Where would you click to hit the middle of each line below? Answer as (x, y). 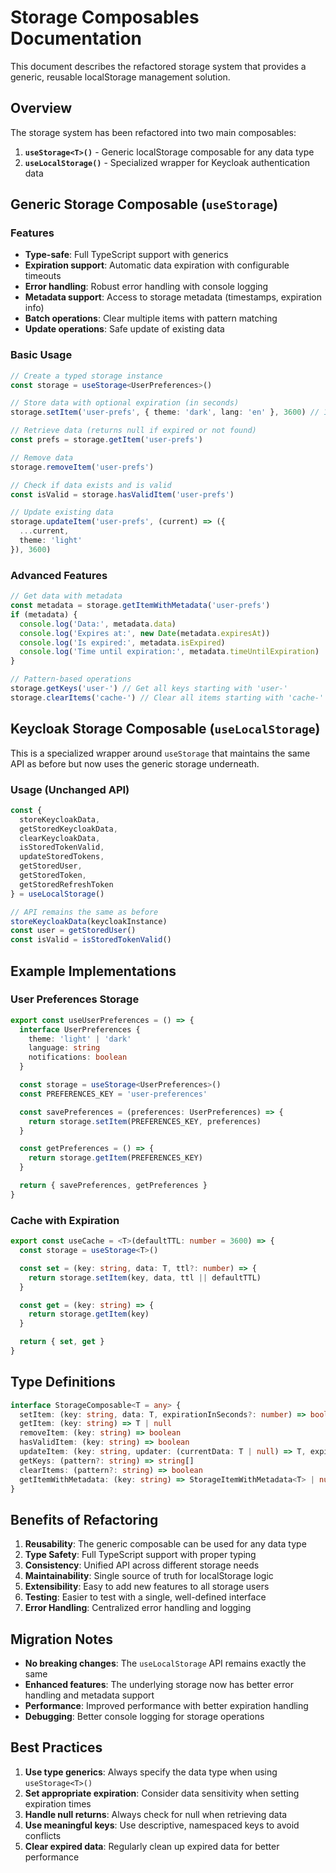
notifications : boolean (78, 1057)
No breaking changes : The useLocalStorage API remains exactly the (165, 1663)
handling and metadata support (89, 1695)
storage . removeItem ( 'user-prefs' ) (82, 467)
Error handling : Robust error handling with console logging (146, 287)
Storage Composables (105, 17)
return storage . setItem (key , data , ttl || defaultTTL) (145, 1277)
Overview (41, 108)
